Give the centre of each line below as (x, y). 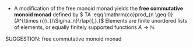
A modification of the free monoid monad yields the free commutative (99, 8)
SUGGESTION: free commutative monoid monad (64, 39)
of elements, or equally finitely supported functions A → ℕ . (85, 27)
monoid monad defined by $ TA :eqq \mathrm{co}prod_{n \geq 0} (93, 15)
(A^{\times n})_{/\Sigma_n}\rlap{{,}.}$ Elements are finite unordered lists (101, 21)
